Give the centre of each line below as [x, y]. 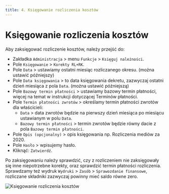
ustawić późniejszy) [33, 75]
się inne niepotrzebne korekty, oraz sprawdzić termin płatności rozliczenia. [83, 166]
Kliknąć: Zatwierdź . [32, 150]
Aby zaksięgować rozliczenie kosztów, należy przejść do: [65, 49]
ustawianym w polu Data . [46, 118]
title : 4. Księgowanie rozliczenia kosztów [52, 10]
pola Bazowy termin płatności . [52, 129]
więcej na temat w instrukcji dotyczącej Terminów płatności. [75, 96]
